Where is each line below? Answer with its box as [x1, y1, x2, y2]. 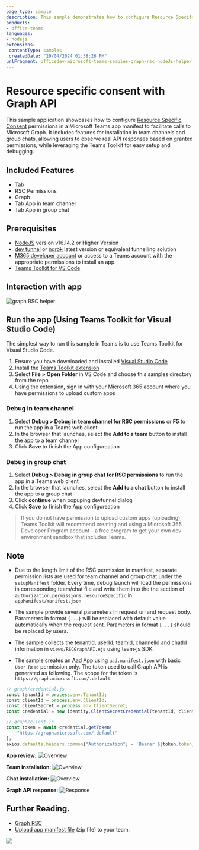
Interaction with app [6, 282, 82, 292]
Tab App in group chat [14, 206, 70, 214]
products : [6, 20, 31, 26]
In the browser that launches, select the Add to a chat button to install [14, 484, 185, 491]
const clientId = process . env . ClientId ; [6, 697, 108, 703]
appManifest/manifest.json [14, 598, 82, 604]
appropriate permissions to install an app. [14, 258, 117, 265]
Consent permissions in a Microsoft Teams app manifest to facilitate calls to [6, 123, 191, 130]
